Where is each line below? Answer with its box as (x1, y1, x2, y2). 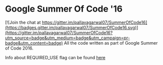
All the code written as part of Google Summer (64, 40, 158, 46)
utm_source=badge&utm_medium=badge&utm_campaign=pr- (5, 35, 130, 41)
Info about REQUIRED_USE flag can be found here (5, 54, 106, 60)
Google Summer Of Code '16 (5, 3, 123, 15)
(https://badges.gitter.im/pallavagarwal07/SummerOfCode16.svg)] (5, 24, 139, 30)
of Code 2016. (5, 45, 34, 51)
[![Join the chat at (5, 19, 41, 25)
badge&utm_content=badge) (5, 40, 63, 46)
